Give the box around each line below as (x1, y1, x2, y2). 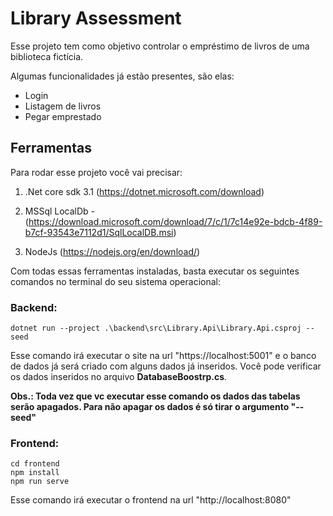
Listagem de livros (24, 100, 102, 112)
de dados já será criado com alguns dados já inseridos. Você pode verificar (10, 360, 322, 372)
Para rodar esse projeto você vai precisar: (10, 166, 183, 178)
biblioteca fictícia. (10, 50, 84, 62)
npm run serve (10, 477, 70, 487)
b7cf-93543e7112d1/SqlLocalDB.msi (24, 226, 174, 238)
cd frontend (10, 459, 60, 469)
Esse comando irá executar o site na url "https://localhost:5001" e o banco (10, 350, 317, 362)
